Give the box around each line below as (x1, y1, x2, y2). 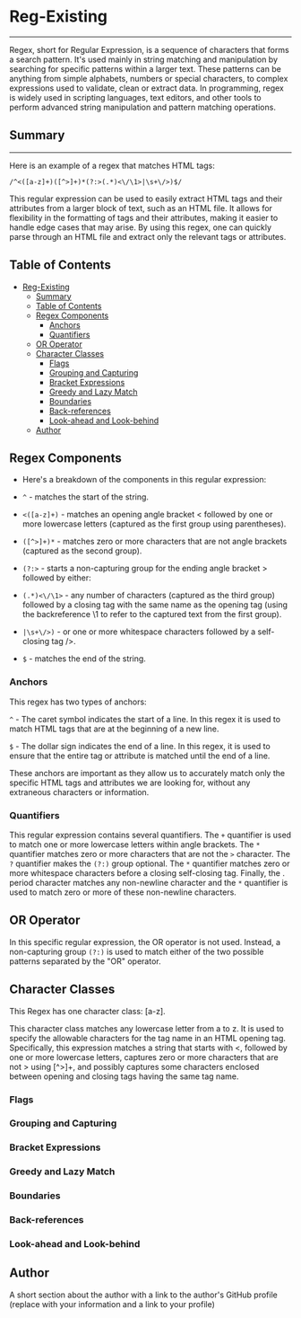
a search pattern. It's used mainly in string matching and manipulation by (9, 54, 279, 65)
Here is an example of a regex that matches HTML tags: (9, 160, 215, 171)
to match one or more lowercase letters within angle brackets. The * (9, 838, 261, 850)
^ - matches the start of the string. (21, 491, 150, 502)
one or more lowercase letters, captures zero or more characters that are (9, 1051, 279, 1062)
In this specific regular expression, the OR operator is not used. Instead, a (9, 936, 280, 947)
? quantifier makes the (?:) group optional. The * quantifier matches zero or (9, 858, 290, 869)
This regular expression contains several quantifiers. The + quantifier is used (9, 829, 292, 840)
